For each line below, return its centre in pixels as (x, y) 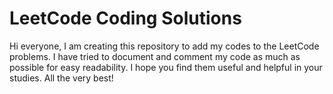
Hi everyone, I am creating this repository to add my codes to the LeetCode (164, 46)
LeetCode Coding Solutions (125, 18)
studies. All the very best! (61, 78)
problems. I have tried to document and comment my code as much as (155, 56)
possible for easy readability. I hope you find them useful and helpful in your (166, 67)
